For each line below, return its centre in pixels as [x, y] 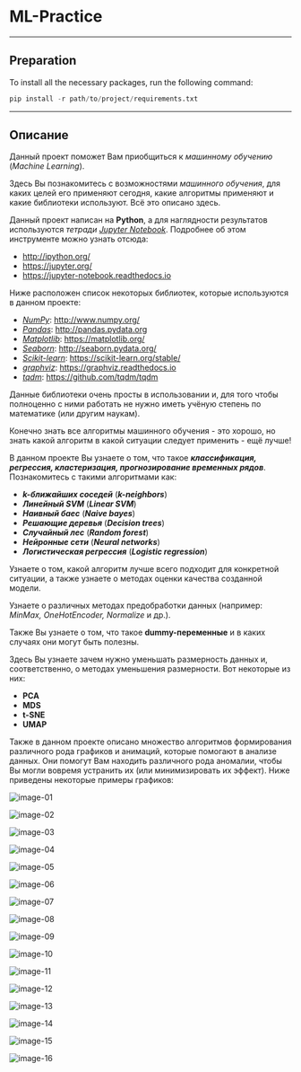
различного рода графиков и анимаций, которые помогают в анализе [143, 751]
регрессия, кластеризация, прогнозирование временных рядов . [138, 468]
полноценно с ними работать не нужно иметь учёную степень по [135, 404]
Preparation [43, 61]
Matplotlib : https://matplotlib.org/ [83, 339]
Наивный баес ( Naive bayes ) [79, 514]
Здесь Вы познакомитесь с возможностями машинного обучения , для [145, 184]
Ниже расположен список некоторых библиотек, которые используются [149, 293]
